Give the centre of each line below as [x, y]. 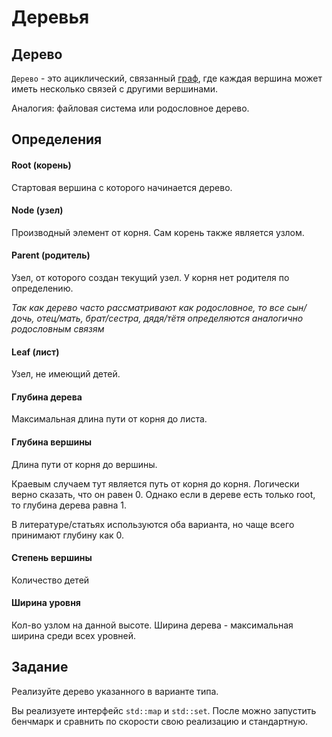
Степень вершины [52, 558]
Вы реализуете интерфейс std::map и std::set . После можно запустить [164, 710]
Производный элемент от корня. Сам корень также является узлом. [158, 232]
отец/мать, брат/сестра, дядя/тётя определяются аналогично [170, 318]
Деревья [50, 17]
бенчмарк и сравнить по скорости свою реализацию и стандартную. [159, 721]
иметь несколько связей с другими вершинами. [115, 89]
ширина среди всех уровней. [74, 636]
